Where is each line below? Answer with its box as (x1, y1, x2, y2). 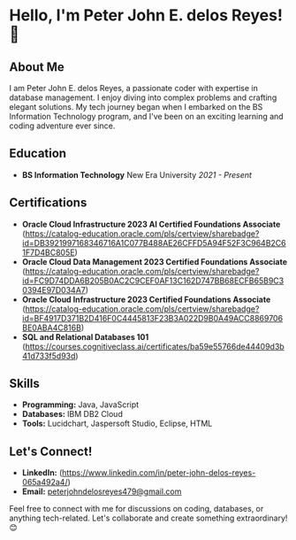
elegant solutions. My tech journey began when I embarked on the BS (9, 102, 263, 112)
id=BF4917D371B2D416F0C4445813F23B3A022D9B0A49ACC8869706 (21, 312, 284, 323)
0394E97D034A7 (21, 284, 86, 295)
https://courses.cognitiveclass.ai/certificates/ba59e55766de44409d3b (25, 341, 285, 351)
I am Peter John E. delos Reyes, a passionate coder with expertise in (9, 83, 258, 93)
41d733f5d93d (21, 351, 76, 361)
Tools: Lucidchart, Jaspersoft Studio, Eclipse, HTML (21, 418, 213, 429)
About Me (9, 59, 65, 74)
